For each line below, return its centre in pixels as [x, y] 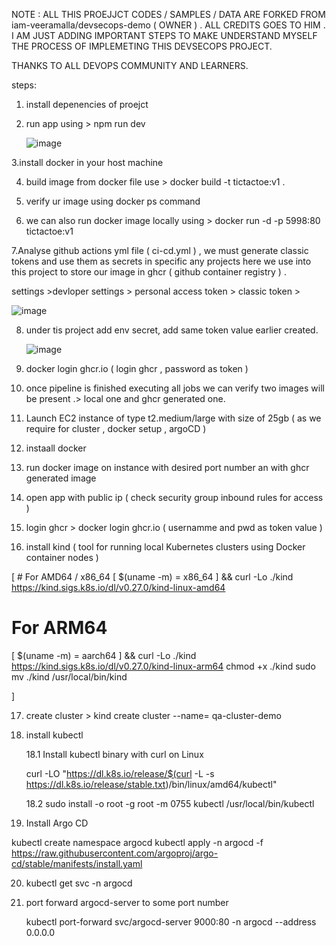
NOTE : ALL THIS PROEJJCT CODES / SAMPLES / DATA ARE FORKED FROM [168, 14]
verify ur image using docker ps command [113, 201]
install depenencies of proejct [87, 104]
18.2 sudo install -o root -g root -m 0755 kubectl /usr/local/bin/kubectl [170, 803]
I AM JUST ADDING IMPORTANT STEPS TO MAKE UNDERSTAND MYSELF [164, 35]
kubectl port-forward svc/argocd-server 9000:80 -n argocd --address [171, 921]
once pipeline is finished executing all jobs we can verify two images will [175, 388]
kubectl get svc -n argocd [79, 883]
